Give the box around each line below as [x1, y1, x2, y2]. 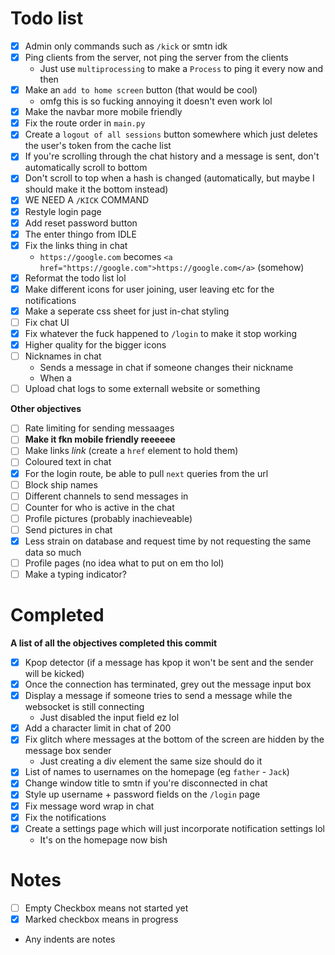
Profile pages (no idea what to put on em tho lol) [24, 557, 225, 569]
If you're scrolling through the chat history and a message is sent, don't [24, 150, 320, 162]
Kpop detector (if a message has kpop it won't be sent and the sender [24, 657, 314, 668]
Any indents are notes [24, 933, 116, 945]
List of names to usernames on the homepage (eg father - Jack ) [24, 766, 290, 778]
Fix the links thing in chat [24, 239, 128, 251]
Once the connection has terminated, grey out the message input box [24, 678, 312, 691]
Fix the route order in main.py [24, 117, 146, 129]
